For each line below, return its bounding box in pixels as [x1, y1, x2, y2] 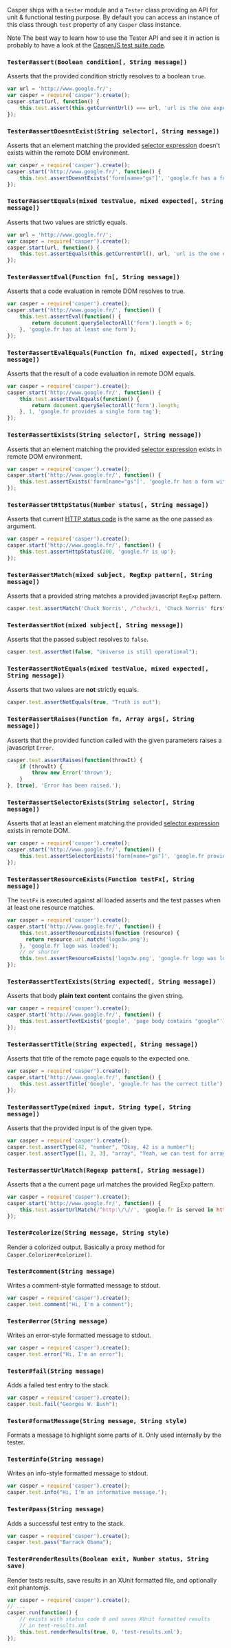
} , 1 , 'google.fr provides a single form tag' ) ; [19, 409, 162, 415]
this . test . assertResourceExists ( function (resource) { [19, 929, 180, 936]
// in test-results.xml [19, 1623, 88, 1629]
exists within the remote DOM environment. [7, 148, 130, 157]
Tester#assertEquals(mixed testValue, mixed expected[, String [7, 197, 223, 205]
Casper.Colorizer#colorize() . [7, 1250, 93, 1258]
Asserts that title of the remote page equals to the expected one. [7, 1054, 190, 1063]
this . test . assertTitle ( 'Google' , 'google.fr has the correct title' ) [19, 1080, 223, 1087]
